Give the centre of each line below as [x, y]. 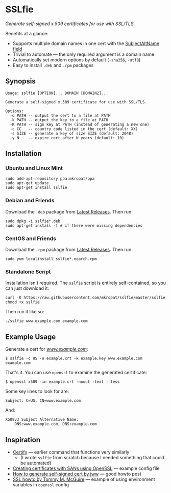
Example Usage [31, 337]
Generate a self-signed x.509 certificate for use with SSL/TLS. [76, 102]
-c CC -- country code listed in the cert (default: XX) [74, 129]
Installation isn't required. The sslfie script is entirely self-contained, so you [86, 283]
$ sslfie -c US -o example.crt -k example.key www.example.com [74, 359]
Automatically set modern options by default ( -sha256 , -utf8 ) [77, 59]
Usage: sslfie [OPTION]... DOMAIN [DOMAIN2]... [57, 93]
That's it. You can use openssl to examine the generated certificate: [76, 373]
